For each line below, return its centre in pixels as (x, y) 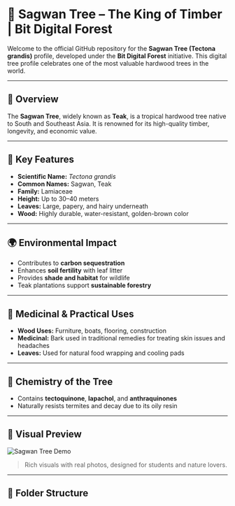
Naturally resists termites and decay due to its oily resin (97, 406)
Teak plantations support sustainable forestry (84, 285)
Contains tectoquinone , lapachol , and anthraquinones (97, 398)
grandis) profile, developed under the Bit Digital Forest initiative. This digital (117, 56)
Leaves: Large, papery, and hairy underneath (83, 206)
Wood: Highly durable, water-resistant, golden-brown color (103, 213)
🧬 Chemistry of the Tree (60, 381)
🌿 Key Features (41, 160)
